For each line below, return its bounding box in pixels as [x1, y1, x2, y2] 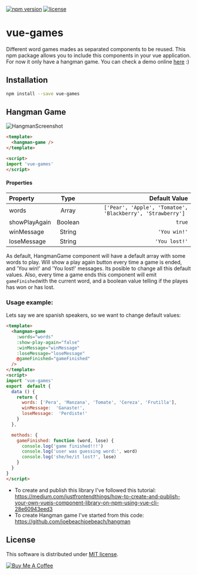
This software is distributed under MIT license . [6, 550, 118, 557]
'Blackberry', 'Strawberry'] [103, 210, 185, 217]
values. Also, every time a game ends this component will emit [6, 271, 157, 278]
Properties [6, 180, 33, 187]
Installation [6, 75, 48, 85]
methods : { [11, 432, 38, 438]
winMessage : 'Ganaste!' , [21, 405, 85, 411]
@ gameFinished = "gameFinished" [16, 356, 91, 362]
